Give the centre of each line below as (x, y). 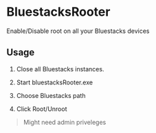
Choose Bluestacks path (51, 95)
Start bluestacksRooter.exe (55, 82)
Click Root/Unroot (42, 109)
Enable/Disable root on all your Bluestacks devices (78, 31)
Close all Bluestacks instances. (60, 69)
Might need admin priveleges (65, 122)
